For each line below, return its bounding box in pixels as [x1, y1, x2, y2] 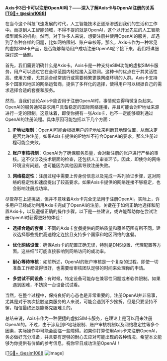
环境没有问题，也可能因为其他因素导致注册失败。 [12, 163, 113, 168]
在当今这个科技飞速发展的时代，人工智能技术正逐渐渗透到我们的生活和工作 [5, 21, 158, 26]
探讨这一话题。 [5, 52, 36, 58]
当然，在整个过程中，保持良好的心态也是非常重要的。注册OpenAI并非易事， [5, 292, 160, 298]
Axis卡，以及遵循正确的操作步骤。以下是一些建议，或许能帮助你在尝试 [9, 208, 154, 214]
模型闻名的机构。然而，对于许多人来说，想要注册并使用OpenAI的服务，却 [5, 33, 156, 39]
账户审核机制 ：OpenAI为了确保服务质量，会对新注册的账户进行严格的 [12, 150, 154, 156]
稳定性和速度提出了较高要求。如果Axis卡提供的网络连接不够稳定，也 [21, 179, 161, 185]
